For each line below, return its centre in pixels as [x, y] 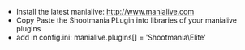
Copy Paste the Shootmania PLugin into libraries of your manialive [127, 20]
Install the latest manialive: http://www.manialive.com [105, 12]
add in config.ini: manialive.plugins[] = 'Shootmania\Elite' [111, 37]
